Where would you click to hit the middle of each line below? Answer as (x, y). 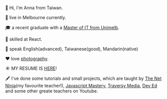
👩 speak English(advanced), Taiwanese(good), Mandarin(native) (72, 49)
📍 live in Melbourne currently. (36, 17)
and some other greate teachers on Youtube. (52, 91)
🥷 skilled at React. (24, 39)
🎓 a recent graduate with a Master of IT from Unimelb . (62, 27)
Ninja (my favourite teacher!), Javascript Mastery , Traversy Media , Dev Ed (81, 86)
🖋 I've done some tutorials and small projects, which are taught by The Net (83, 78)
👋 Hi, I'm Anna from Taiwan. (34, 8)
